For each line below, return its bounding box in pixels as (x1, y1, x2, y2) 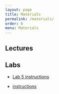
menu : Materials (5, 26, 39, 31)
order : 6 (5, 21, 23, 26)
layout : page (5, 7, 32, 12)
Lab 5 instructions (12, 74, 50, 80)
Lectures (5, 44, 33, 52)
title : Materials (5, 12, 41, 17)
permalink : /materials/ (5, 16, 55, 21)
